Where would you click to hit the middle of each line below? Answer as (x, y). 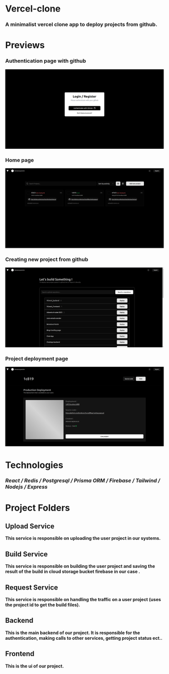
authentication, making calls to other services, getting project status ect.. (84, 638)
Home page (20, 160)
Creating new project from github (47, 259)
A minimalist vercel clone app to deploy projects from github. (81, 25)
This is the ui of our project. (35, 666)
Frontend (20, 654)
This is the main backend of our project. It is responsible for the (73, 633)
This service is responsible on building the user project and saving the (80, 566)
